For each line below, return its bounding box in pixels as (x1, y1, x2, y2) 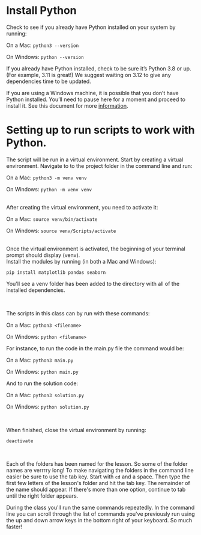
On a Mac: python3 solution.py (6, 391, 85, 398)
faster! (6, 523, 23, 530)
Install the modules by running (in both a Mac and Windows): (6, 258, 157, 265)
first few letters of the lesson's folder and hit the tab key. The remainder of (6, 479, 190, 486)
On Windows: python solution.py (6, 403, 89, 410)
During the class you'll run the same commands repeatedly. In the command (6, 504, 195, 511)
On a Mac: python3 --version (6, 42, 79, 49)
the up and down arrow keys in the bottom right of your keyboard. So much (6, 516, 193, 524)
